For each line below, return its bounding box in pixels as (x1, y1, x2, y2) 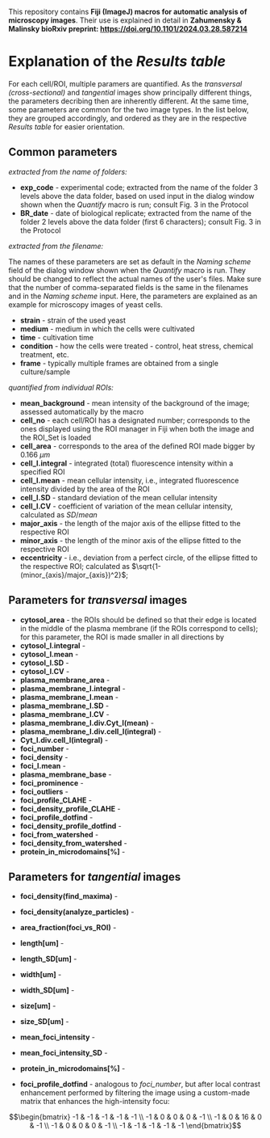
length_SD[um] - (19, 954, 77, 964)
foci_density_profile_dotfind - (19, 820, 123, 831)
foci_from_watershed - (19, 829, 99, 839)
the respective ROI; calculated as (19, 561, 131, 571)
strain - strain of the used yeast (19, 315, 127, 325)
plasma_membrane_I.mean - (19, 692, 119, 702)
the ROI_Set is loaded (19, 432, 92, 442)
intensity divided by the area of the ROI (19, 484, 151, 494)
